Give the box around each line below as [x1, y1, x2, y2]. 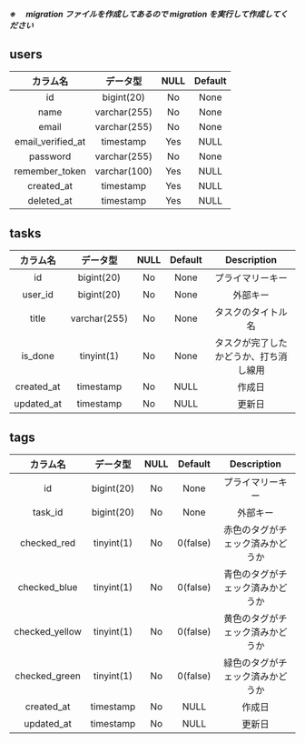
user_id [22, 288, 54, 301]
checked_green [15, 669, 82, 682]
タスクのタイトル [214, 306, 288, 318]
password [28, 150, 72, 163]
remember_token [14, 165, 86, 177]
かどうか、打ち [214, 350, 279, 363]
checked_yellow [14, 626, 82, 638]
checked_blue [17, 581, 78, 594]
